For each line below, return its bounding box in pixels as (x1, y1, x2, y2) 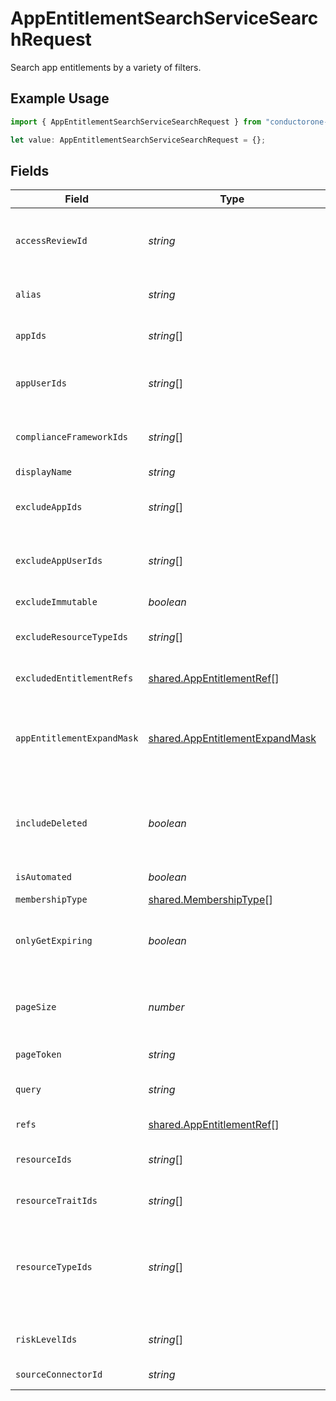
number (148, 1000, 185, 1014)
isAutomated (15, 872, 73, 883)
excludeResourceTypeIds (15, 632, 129, 643)
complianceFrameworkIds (15, 432, 129, 443)
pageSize (15, 1002, 57, 1013)
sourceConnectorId (15, 1369, 103, 1381)
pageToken (15, 1049, 62, 1061)
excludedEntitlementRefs (15, 673, 134, 684)
